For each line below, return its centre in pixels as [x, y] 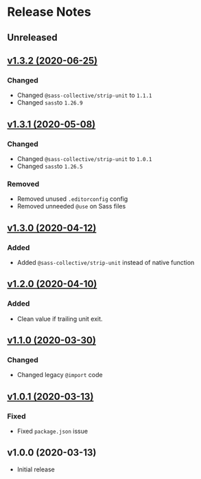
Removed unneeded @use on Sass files [71, 206]
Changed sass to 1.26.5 [50, 166]
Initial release [36, 469]
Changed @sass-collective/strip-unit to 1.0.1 [84, 158]
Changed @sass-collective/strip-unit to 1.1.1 [84, 95]
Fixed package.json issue [52, 431]
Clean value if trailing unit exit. [60, 319]
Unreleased [33, 38]
